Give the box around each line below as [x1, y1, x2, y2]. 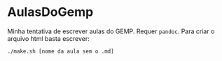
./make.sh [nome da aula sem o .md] [7, 48, 114, 55]
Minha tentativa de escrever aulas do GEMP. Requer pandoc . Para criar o [7, 27, 215, 35]
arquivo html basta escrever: [7, 34, 90, 42]
